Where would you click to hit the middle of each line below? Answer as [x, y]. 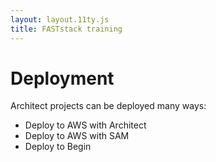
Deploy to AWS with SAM [77, 136]
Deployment [62, 78]
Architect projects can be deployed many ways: [108, 106]
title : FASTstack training [66, 29]
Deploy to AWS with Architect [85, 125]
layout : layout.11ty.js [60, 19]
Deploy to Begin [58, 147]
